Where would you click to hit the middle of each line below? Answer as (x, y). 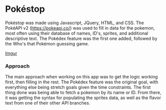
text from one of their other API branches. (48, 103)
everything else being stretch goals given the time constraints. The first (78, 87)
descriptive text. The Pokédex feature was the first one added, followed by (81, 38)
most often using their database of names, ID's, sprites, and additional (77, 33)
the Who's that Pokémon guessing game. (47, 43)
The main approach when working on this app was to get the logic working (82, 77)
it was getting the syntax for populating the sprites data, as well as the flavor (83, 98)
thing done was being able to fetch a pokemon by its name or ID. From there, (83, 93)
